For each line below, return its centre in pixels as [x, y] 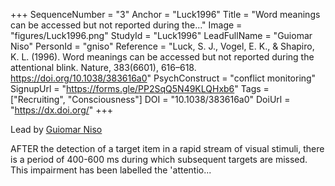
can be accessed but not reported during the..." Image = [126, 25]
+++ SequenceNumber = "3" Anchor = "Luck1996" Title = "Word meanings [165, 14]
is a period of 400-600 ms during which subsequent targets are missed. [159, 159]
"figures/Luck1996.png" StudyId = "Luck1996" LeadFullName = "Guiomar [161, 35]
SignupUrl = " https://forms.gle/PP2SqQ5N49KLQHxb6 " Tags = [140, 88]
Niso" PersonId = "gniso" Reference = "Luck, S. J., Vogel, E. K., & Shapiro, [162, 46]
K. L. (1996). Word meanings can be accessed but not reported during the [162, 57]
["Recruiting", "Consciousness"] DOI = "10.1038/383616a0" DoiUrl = [150, 99]
